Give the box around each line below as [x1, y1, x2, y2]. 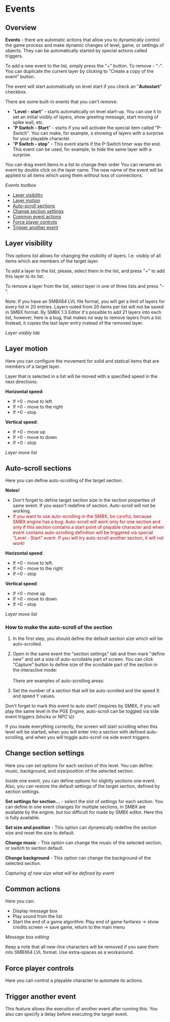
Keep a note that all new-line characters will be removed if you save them [5, 944, 159, 950]
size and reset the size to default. [5, 829, 75, 836]
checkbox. [5, 89, 27, 94]
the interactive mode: [12, 666, 57, 673]
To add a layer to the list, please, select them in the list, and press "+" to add [5, 268, 165, 274]
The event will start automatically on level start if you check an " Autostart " [5, 83, 162, 89]
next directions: [5, 378, 38, 385]
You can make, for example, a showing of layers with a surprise [31, 130, 164, 136]
